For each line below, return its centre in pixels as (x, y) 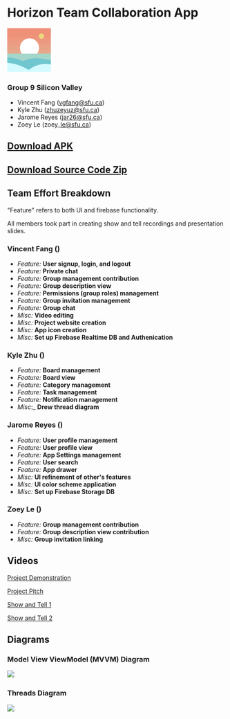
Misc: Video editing (45, 315)
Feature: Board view (46, 378)
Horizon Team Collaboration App (103, 13)
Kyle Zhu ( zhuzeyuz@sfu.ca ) (58, 110)
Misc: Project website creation (61, 322)
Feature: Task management (57, 392)
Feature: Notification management (67, 400)
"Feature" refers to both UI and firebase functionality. (83, 210)
